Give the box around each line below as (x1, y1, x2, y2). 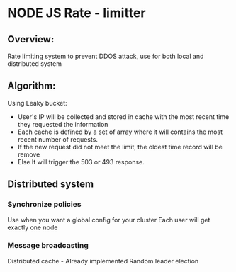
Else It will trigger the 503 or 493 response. (17, 157, 145, 166)
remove (17, 150, 40, 159)
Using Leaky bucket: (7, 98, 67, 107)
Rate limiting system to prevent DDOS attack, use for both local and (7, 52, 204, 60)
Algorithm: (7, 80, 56, 92)
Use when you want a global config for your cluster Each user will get (7, 215, 210, 224)
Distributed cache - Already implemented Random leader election (7, 256, 199, 265)
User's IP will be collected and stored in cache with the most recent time (17, 112, 230, 121)
